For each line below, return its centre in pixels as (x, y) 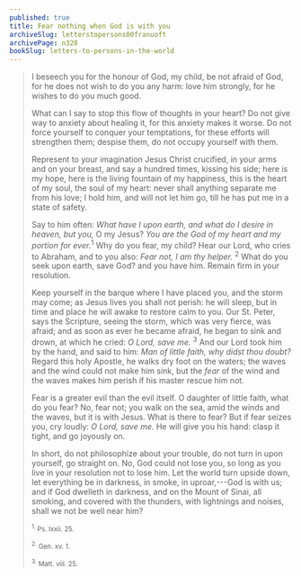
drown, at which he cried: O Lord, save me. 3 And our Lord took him (157, 341)
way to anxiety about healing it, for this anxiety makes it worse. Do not (161, 123)
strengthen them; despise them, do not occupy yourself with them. (155, 142)
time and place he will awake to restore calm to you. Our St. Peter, (153, 312)
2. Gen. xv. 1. (50, 545)
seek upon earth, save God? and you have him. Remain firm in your (155, 265)
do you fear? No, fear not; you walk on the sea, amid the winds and (155, 408)
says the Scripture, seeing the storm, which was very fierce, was (151, 321)
